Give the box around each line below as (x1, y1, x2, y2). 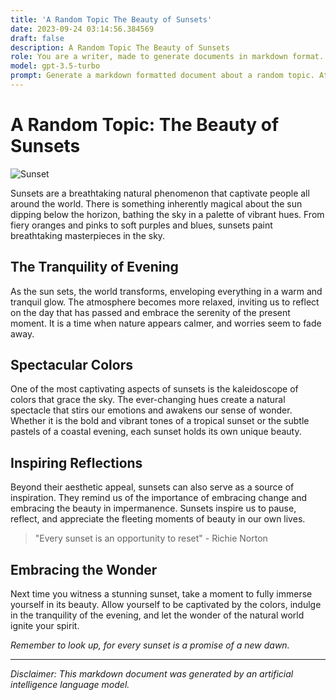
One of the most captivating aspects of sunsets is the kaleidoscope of (10, 383, 299, 395)
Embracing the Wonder (10, 561, 158, 578)
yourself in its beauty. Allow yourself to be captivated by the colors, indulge (10, 599, 322, 611)
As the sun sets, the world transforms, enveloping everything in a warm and (10, 285, 323, 297)
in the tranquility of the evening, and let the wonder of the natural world (10, 609, 305, 621)
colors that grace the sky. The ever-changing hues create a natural (10, 394, 286, 406)
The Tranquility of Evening (10, 259, 179, 276)
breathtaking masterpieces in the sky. (10, 229, 166, 241)
